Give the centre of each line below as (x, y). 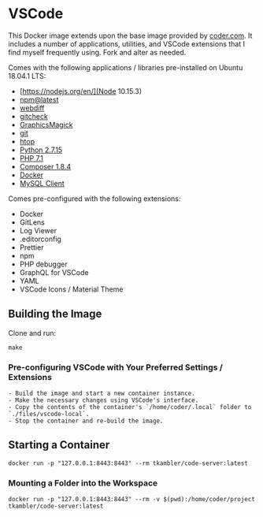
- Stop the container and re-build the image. (86, 421)
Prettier (31, 247)
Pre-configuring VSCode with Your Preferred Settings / (115, 367)
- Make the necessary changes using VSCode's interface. (104, 400)
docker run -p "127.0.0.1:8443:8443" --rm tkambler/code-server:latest (128, 463)
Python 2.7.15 (41, 150)
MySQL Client (42, 183)
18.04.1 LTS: (27, 76)
